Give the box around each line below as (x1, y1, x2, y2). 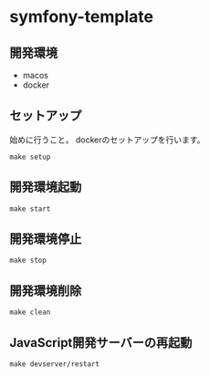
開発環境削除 (9, 283, 82, 298)
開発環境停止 (9, 231, 82, 247)
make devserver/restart (9, 360, 100, 369)
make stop (9, 256, 47, 266)
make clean (9, 308, 51, 317)
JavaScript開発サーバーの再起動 (9, 335, 193, 351)
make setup (9, 152, 51, 162)
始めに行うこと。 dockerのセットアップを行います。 (9, 134, 205, 145)
